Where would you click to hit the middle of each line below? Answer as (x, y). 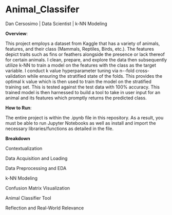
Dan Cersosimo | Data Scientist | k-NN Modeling (56, 24)
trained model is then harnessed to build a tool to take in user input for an (83, 92)
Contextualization (24, 148)
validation (16, 76)
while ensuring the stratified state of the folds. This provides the (95, 76)
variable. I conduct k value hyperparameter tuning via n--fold (70, 71)
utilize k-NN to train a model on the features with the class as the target (81, 65)
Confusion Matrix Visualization (38, 188)
